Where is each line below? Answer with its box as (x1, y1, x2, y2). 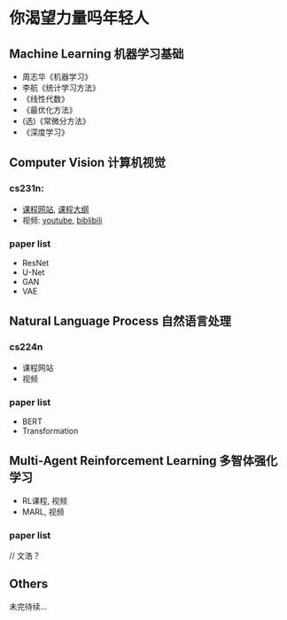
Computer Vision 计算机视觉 (9, 155, 167, 170)
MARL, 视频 (21, 506, 65, 517)
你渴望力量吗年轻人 (9, 8, 150, 28)
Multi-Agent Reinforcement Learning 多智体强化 (9, 453, 278, 468)
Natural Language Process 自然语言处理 (9, 314, 232, 329)
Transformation (21, 425, 79, 436)
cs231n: (9, 183, 44, 195)
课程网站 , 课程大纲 (21, 203, 89, 214)
